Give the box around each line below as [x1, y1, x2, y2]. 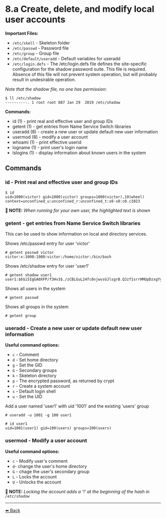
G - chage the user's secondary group [12, 468, 90, 475]
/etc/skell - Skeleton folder [12, 40, 70, 45]
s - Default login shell [12, 389, 56, 395]
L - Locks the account [12, 474, 57, 479]
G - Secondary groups [12, 367, 57, 373]
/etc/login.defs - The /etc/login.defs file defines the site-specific [12, 61, 147, 67]
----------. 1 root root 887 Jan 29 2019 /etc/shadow [5, 100, 121, 105]
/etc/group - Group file [12, 50, 59, 56]
